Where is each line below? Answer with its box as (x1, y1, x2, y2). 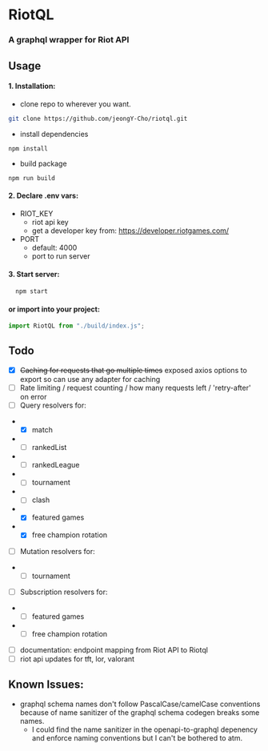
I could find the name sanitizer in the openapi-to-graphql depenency (31, 725, 258, 734)
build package (19, 159, 67, 168)
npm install (8, 144, 48, 153)
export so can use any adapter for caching (19, 374, 161, 384)
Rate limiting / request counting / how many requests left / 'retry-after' (19, 383, 251, 392)
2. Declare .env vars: (8, 191, 78, 201)
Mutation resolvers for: (19, 546, 96, 556)
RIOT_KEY (19, 208, 54, 218)
